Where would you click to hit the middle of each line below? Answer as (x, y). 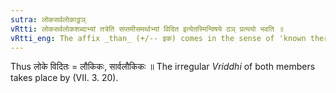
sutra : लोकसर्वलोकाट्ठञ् (48, 19)
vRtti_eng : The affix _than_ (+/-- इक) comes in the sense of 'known (158, 38)
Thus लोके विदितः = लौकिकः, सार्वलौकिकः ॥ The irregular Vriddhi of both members (163, 67)
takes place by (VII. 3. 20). (64, 78)
